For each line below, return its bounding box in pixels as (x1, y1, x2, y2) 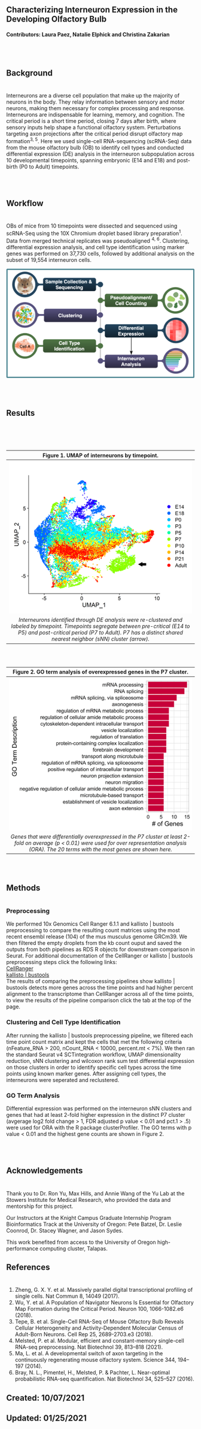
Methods (6, 883, 41, 893)
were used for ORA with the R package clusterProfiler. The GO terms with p (6, 1124, 192, 1131)
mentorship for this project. (6, 1203, 74, 1210)
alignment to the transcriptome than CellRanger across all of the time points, (6, 990, 194, 998)
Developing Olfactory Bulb (6, 14, 106, 25)
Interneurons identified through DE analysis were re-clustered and (19, 617, 182, 624)
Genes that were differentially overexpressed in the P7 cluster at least (10, 833, 182, 840)
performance (6, 1244, 39, 1252)
